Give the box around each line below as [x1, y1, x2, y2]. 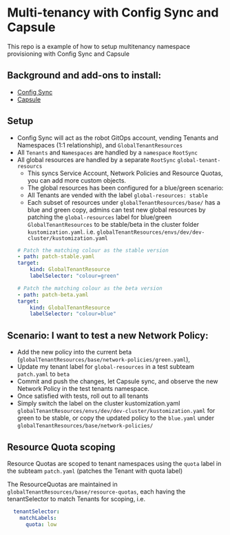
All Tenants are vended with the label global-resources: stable [27, 191, 209, 199]
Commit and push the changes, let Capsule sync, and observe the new [17, 377, 218, 385]
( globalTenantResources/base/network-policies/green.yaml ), [17, 355, 191, 363]
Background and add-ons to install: [7, 70, 162, 81]
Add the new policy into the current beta [17, 348, 132, 356]
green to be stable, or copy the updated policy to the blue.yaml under [17, 414, 215, 422]
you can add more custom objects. [27, 176, 126, 184]
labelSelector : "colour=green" [30, 272, 120, 280]
